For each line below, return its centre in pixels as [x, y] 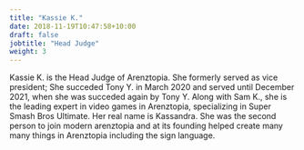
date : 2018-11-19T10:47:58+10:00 [73, 26]
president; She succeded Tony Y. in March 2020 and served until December [152, 87]
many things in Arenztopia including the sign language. [112, 135]
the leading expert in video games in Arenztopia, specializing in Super [140, 106]
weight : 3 [28, 52]
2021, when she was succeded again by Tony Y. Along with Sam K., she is [148, 97]
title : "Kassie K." [46, 18]
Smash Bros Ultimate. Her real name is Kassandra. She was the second [143, 116]
